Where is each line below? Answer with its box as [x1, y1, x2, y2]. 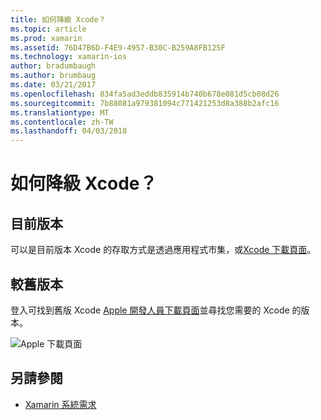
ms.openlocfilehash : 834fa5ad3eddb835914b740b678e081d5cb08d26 [10, 89, 280, 99]
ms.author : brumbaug [10, 71, 97, 81]
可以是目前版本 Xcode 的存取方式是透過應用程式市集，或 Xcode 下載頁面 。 [10, 244, 317, 256]
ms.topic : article [10, 24, 87, 34]
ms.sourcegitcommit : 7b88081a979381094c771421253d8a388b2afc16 [10, 98, 280, 108]
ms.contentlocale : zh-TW [10, 117, 114, 127]
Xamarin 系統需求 [24, 398, 97, 410]
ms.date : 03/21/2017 [10, 80, 97, 90]
